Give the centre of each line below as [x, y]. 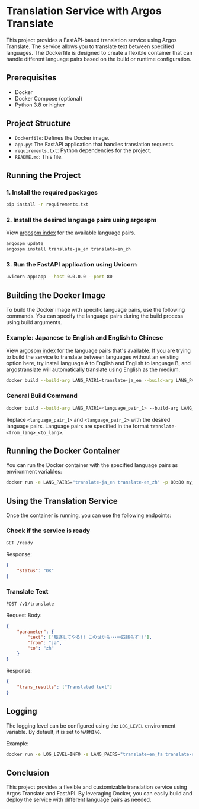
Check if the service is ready [48, 531]
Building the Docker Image [56, 295]
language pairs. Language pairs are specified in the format [78, 426]
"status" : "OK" [36, 571]
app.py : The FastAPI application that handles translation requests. [94, 144]
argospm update [25, 244]
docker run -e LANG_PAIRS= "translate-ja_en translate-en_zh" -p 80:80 [95, 482]
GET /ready [20, 543]
